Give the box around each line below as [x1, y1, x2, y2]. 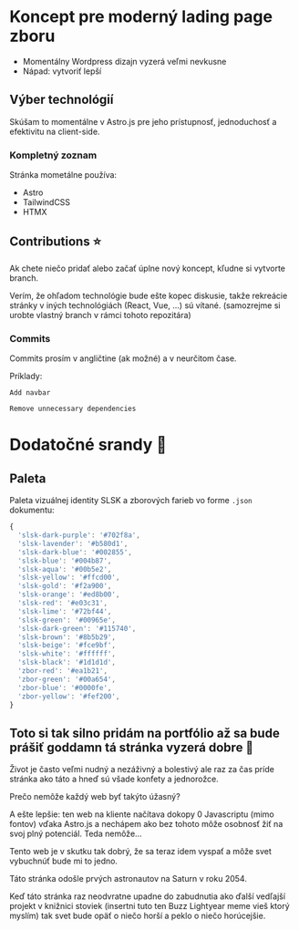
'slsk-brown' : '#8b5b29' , [17, 632, 117, 642]
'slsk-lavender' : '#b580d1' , [17, 539, 129, 548]
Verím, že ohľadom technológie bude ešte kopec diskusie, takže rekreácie [9, 290, 288, 301]
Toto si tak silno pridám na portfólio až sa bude [9, 725, 280, 740]
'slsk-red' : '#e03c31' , [17, 599, 108, 608]
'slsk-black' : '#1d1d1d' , [17, 658, 117, 667]
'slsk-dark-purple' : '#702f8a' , [17, 531, 141, 540]
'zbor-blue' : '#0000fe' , [17, 683, 112, 692]
